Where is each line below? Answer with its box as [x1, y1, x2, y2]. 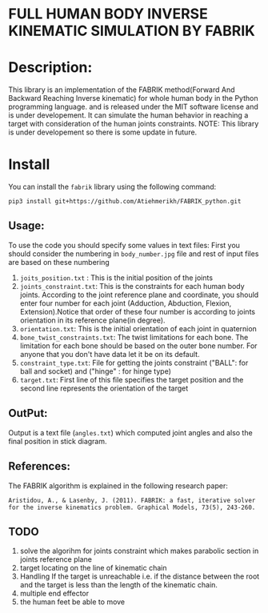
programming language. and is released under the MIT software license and [8, 102, 258, 112]
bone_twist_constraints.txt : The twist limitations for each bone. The [19, 332, 249, 342]
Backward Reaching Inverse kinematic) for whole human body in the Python [8, 94, 258, 103]
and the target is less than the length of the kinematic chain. [19, 580, 218, 590]
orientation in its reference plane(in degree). [19, 315, 166, 325]
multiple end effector [19, 589, 90, 599]
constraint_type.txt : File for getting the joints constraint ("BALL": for [19, 358, 249, 367]
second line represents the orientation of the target [19, 383, 189, 393]
